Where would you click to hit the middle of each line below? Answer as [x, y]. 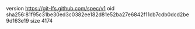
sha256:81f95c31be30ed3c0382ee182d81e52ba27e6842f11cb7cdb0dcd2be [98, 14]
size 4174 [41, 21]
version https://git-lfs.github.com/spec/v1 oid [60, 8]
